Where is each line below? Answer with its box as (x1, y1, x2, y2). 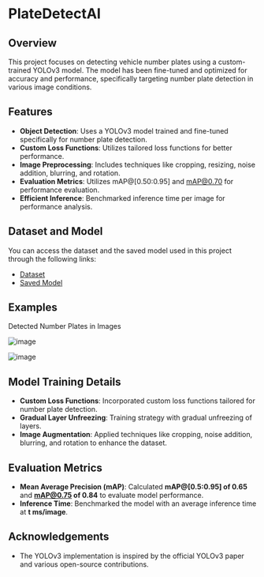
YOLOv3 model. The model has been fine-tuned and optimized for (32, 66, 248, 75)
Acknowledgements (8, 530, 110, 544)
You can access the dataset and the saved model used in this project (8, 246, 232, 255)
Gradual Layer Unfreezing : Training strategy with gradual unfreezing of (19, 413, 252, 423)
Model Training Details (8, 375, 121, 388)
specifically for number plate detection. (19, 134, 148, 144)
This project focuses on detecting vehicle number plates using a (8, 57, 217, 66)
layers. (19, 421, 42, 431)
